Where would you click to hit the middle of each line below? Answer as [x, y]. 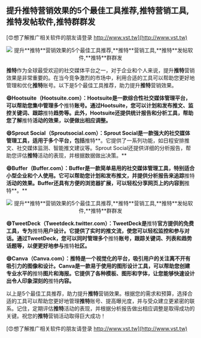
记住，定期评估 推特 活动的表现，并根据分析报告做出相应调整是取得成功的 [106, 308]
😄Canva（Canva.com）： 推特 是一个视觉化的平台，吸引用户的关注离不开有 [98, 258]
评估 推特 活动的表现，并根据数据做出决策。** [72, 155]
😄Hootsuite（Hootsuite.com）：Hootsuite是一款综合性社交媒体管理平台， [98, 98]
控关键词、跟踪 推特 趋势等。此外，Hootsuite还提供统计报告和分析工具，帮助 [100, 113]
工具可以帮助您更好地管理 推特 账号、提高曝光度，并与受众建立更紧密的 [103, 301]
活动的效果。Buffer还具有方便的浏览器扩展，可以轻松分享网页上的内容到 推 [98, 183]
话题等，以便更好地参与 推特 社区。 [48, 245]
